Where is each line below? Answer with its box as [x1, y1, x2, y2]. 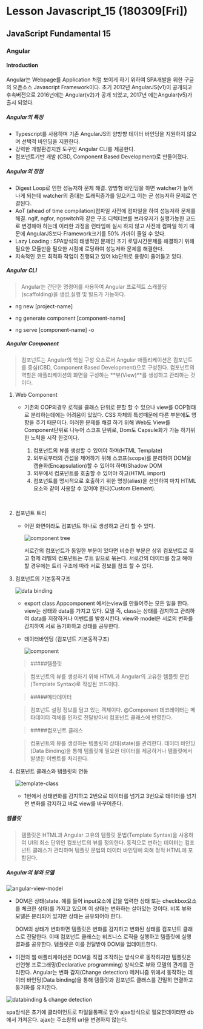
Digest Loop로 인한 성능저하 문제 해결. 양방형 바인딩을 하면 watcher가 [15, 184, 182, 192]
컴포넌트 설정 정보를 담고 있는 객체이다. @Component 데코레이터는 [30, 706, 190, 714]
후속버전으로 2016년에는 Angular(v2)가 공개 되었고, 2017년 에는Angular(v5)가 [6, 91, 193, 98]
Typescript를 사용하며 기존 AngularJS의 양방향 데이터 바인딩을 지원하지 [15, 130, 186, 137]
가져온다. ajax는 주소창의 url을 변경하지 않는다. [17, 1016, 128, 1023]
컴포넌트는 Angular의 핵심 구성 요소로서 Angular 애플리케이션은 [21, 356, 172, 363]
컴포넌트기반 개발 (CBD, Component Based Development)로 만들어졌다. [15, 153, 189, 160]
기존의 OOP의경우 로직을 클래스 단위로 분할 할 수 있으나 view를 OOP [24, 403, 187, 411]
